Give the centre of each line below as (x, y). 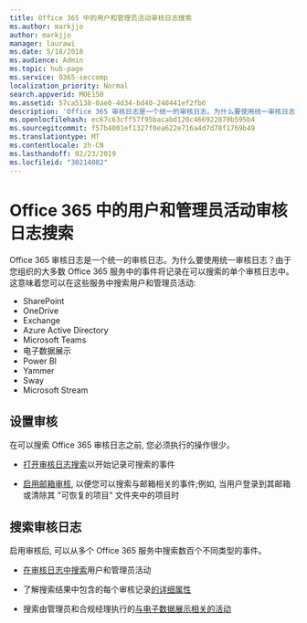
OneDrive (41, 311)
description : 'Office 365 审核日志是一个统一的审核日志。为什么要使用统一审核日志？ (156, 111)
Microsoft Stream (55, 390)
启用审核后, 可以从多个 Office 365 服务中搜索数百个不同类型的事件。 (138, 551)
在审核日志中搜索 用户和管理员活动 (87, 570)
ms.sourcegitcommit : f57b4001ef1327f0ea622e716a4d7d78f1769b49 (132, 129)
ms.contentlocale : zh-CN (57, 145)
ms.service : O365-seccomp (58, 78)
